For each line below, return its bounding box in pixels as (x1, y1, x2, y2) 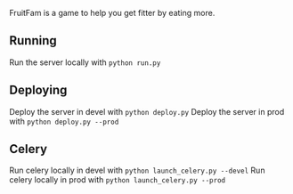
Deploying (9, 83, 68, 98)
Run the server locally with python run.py (9, 57, 161, 68)
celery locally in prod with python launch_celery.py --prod (9, 174, 225, 185)
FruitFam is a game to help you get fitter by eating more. (9, 8, 216, 18)
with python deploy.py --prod (9, 116, 119, 126)
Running (9, 33, 58, 48)
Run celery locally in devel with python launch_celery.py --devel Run (9, 165, 265, 176)
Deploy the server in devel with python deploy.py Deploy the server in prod (9, 106, 285, 117)
